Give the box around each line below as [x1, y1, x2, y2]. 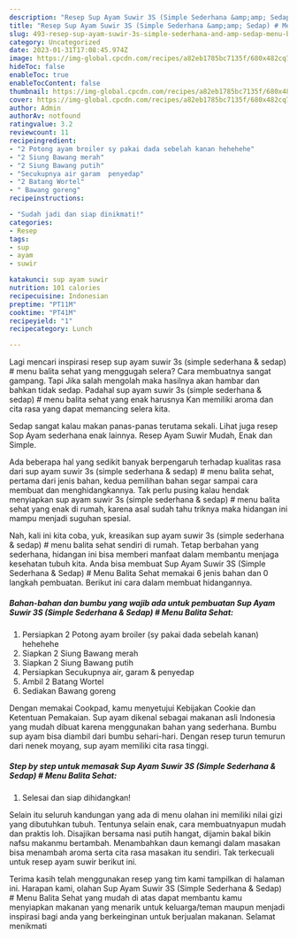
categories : [9, 218, 53, 227]
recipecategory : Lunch [9, 325, 93, 334]
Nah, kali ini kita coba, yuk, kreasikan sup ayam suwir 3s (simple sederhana [9, 530, 285, 541]
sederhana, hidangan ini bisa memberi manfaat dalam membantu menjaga [9, 550, 279, 560]
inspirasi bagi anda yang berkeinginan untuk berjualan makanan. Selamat [9, 911, 276, 922]
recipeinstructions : [9, 194, 86, 204]
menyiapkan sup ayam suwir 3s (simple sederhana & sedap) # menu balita [9, 495, 280, 505]
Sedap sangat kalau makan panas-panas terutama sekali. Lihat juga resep [9, 421, 278, 432]
